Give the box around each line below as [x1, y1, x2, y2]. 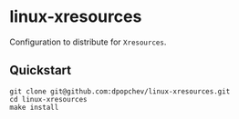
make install [9, 103, 59, 112]
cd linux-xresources [9, 94, 88, 104]
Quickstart [9, 63, 72, 78]
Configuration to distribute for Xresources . [9, 36, 167, 47]
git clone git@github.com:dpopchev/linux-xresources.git [9, 86, 231, 96]
